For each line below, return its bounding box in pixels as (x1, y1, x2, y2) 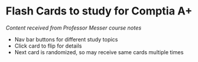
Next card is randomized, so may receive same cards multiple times (14, 48, 184, 55)
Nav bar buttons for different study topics (14, 36, 119, 43)
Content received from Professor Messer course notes (5, 24, 142, 31)
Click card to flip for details (14, 42, 82, 49)
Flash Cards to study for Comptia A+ (5, 4, 193, 18)
